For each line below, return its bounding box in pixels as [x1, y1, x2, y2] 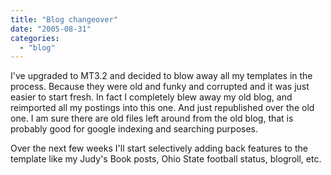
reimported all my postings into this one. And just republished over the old [10, 102, 315, 114]
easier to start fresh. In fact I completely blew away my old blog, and [10, 91, 293, 103]
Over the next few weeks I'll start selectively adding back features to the [10, 142, 308, 155]
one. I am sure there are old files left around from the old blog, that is [10, 112, 294, 125]
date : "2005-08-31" [10, 24, 92, 34]
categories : [10, 33, 60, 43]
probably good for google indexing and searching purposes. [10, 123, 259, 135]
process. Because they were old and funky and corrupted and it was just [10, 81, 310, 93]
